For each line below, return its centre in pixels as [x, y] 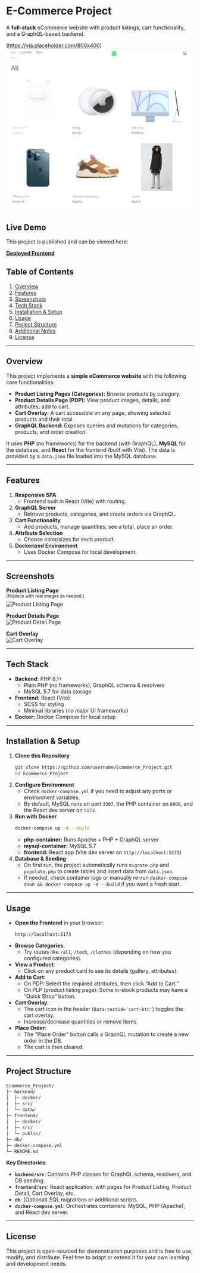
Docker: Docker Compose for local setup [65, 717]
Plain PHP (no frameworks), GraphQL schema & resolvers [94, 685]
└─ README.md [22, 1151]
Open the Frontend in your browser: [59, 923]
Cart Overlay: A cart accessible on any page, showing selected [93, 412]
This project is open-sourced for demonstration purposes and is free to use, [99, 1251]
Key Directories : [26, 1163]
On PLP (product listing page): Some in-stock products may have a [106, 990]
